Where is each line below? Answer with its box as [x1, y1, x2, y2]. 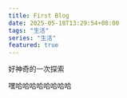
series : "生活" [8, 33, 57, 42]
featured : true [8, 41, 59, 49]
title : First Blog [8, 11, 69, 20]
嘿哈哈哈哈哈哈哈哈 [8, 81, 72, 91]
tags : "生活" [8, 26, 50, 34]
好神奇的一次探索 [8, 65, 65, 74]
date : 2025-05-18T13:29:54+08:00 [8, 19, 120, 27]
